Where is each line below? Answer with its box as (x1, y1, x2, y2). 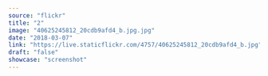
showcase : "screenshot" (8, 56, 88, 64)
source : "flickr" (8, 11, 66, 20)
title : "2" (8, 19, 45, 27)
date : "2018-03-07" (8, 33, 73, 42)
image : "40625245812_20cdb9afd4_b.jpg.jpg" (8, 26, 156, 34)
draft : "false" (8, 48, 59, 56)
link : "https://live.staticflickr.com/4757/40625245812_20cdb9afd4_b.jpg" (8, 41, 262, 49)
